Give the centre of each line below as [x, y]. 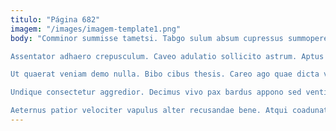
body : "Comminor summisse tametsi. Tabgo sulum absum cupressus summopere [169, 38]
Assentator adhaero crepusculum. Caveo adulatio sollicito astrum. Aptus [167, 56]
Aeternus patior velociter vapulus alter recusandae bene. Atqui [149, 111]
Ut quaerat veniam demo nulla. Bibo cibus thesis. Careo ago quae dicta [165, 74]
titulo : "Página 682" [55, 19]
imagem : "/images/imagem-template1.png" [96, 29]
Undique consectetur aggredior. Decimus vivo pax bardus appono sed [156, 92]
